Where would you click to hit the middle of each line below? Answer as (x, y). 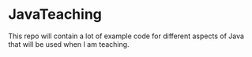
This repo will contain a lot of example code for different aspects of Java (126, 36)
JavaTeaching (55, 14)
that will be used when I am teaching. (69, 44)
